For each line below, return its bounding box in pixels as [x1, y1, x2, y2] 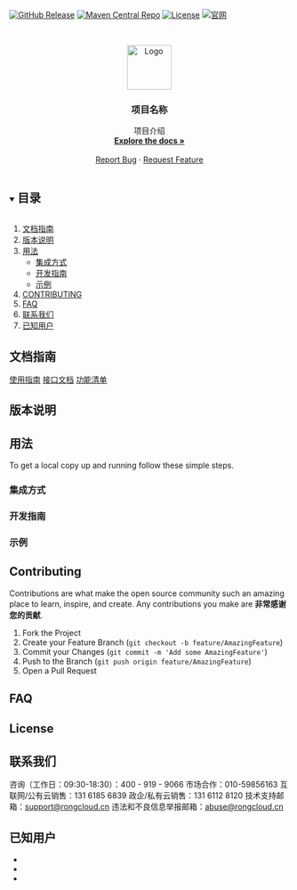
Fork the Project [21, 627, 82, 638]
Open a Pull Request [21, 665, 98, 676]
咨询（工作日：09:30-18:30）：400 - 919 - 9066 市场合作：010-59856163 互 [9, 780, 288, 790]
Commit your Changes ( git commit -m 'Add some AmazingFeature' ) [21, 646, 269, 657]
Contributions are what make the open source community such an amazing [9, 588, 285, 599]
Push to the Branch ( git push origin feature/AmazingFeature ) [21, 656, 252, 666]
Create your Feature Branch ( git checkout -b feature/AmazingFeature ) [21, 637, 284, 648]
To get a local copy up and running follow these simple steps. [9, 460, 234, 471]
